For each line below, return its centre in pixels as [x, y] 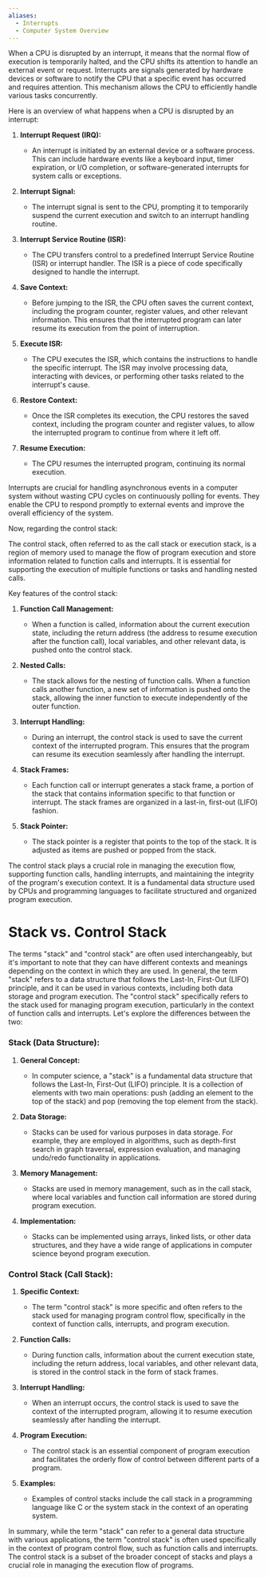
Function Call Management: [67, 609]
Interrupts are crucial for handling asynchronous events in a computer [123, 487]
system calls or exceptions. [77, 176]
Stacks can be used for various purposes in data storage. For [132, 1132]
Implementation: [48, 1221]
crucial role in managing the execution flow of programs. [101, 1565]
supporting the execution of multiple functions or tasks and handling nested [133, 570]
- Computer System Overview [62, 30]
